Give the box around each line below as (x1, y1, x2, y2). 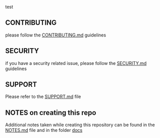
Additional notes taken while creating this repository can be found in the (5, 122, 155, 128)
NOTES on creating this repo (5, 108, 96, 117)
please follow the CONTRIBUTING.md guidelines (5, 32, 106, 38)
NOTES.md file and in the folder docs (5, 127, 83, 133)
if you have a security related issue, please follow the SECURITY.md (5, 60, 147, 66)
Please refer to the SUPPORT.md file (5, 93, 81, 100)
